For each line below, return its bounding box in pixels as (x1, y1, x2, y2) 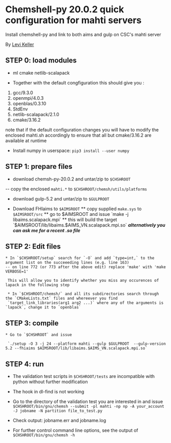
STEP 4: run (5, 360, 44, 368)
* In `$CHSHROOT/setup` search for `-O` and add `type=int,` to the (5, 256, 155, 261)
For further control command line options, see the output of (12, 427, 138, 433)
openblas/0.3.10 (12, 100, 47, 106)
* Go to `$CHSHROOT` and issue (5, 333, 72, 338)
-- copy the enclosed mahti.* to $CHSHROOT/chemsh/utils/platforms (5, 186, 147, 192)
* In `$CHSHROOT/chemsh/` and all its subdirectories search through (7, 292, 159, 297)
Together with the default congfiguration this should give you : (12, 79, 144, 85)
